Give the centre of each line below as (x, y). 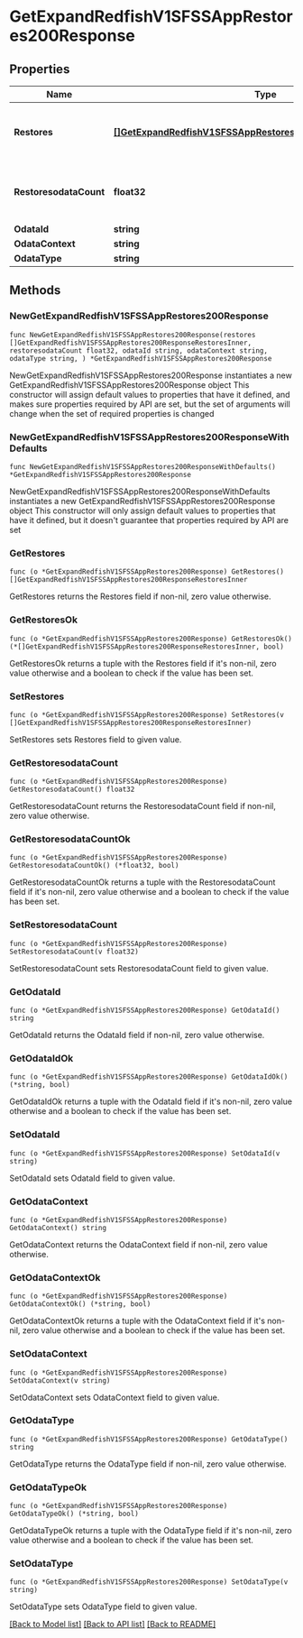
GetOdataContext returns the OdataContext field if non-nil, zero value (138, 1244)
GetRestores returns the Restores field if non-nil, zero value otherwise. (141, 596)
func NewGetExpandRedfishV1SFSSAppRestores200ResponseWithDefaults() (143, 466)
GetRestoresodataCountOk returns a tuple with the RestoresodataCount (142, 882)
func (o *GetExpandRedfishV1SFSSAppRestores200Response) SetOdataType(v (149, 1582)
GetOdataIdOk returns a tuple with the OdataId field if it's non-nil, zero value (151, 1101)
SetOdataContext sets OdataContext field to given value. (115, 1397)
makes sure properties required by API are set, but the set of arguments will (150, 404)
